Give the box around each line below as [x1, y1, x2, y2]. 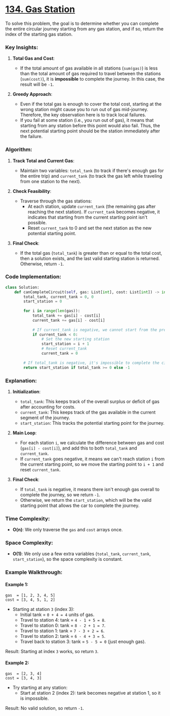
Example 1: [5, 581, 29, 587]
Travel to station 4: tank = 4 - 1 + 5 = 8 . [20, 617, 106, 623]
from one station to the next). [20, 178, 81, 184]
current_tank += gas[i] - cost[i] [32, 318, 105, 323]
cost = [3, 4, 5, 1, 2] [5, 597, 56, 602]
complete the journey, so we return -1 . [20, 491, 100, 498]
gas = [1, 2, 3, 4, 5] [5, 593, 56, 598]
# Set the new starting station [41, 336, 110, 342]
